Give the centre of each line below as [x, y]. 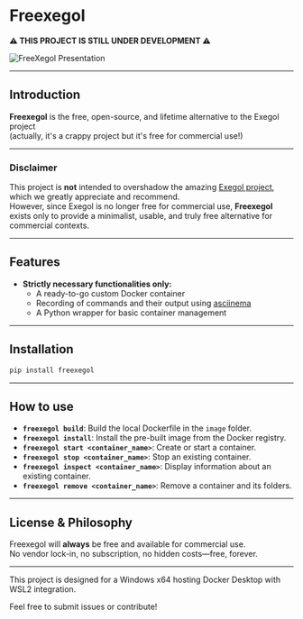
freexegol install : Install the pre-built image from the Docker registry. [154, 438]
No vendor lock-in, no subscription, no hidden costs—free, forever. [134, 554]
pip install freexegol [52, 370]
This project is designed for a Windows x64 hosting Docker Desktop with [145, 580]
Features [35, 262]
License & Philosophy [71, 522]
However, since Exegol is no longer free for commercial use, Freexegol [141, 206]
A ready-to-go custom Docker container [110, 293]
